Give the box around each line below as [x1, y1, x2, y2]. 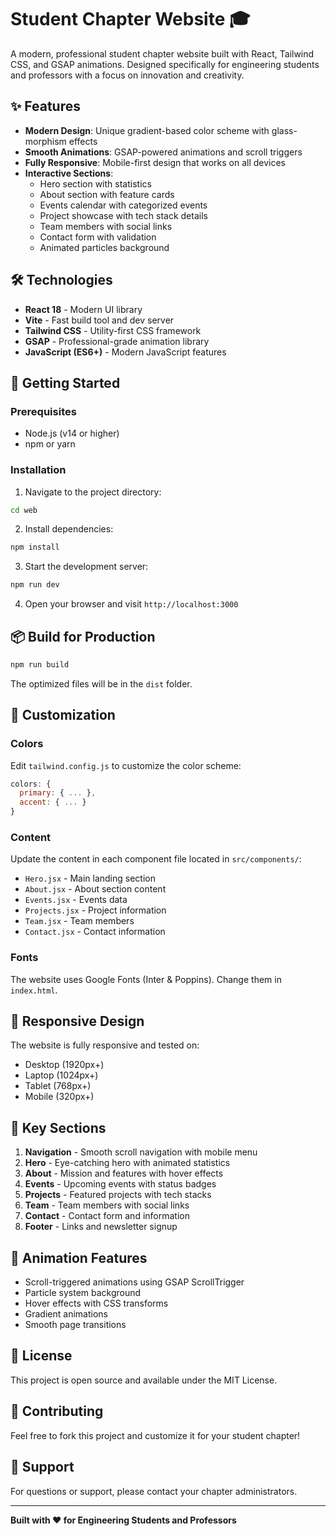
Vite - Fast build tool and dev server [24, 314, 175, 326]
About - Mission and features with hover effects [24, 1167, 224, 1180]
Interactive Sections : [24, 167, 114, 179]
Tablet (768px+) [24, 1080, 92, 1092]
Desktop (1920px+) [24, 1059, 105, 1071]
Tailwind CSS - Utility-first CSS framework [24, 324, 202, 336]
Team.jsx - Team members [24, 915, 135, 927]
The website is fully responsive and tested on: [10, 1039, 200, 1051]
